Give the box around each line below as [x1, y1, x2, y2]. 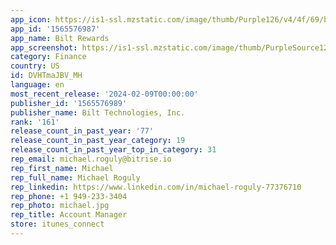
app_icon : [10, 14, 52, 25]
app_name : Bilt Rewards [10, 33, 110, 43]
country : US [10, 61, 60, 71]
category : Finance [10, 52, 87, 62]
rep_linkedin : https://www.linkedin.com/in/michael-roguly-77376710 [10, 182, 302, 192]
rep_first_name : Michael [10, 163, 114, 173]
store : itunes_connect [10, 219, 105, 230]
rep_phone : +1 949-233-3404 [10, 191, 128, 201]
